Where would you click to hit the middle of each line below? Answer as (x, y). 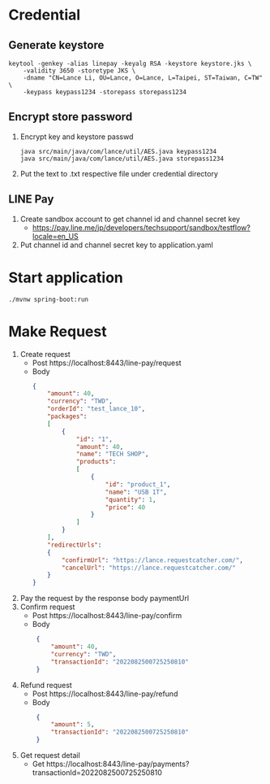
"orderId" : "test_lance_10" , (96, 409)
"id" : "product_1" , (138, 484)
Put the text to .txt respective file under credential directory (119, 173)
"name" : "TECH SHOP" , (112, 454)
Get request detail (50, 755)
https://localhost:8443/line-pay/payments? (118, 764)
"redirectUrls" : (75, 545)
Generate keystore (56, 45)
